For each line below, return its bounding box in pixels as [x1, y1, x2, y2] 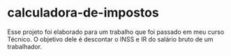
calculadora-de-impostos [7, 5, 159, 21]
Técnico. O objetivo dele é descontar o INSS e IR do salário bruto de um [7, 35, 214, 43]
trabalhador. [7, 42, 43, 50]
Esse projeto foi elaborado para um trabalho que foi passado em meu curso [7, 28, 225, 36]
